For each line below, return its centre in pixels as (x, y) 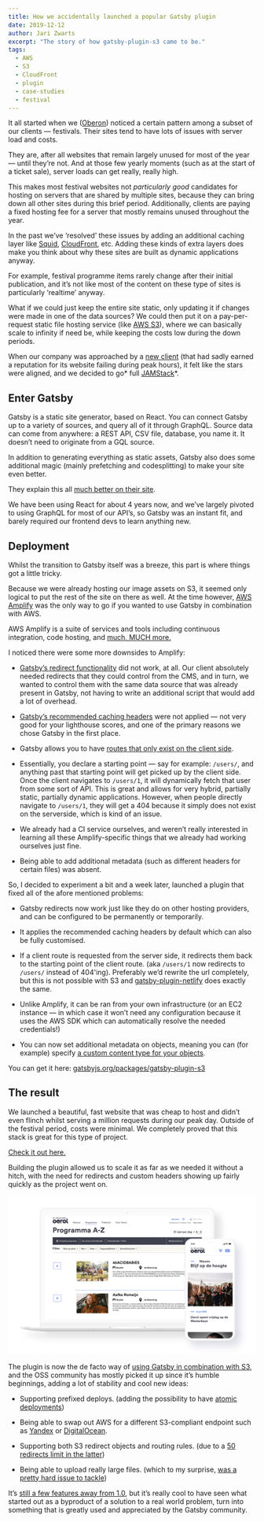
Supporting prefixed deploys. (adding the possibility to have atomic (128, 1398)
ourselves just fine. (50, 846)
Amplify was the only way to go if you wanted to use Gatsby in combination (130, 605)
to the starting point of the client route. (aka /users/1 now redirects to (132, 964)
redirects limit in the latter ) (62, 1454)
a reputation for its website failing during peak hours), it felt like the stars (126, 365)
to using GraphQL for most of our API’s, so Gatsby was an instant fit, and (126, 513)
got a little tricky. (35, 573)
